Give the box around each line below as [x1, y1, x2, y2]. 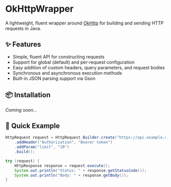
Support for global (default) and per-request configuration [12, 59, 135, 65]
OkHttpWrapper [5, 3, 74, 15]
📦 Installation [5, 91, 51, 99]
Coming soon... [5, 106, 37, 113]
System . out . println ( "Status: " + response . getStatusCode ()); [14, 168, 147, 173]
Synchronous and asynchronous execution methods [12, 70, 122, 76]
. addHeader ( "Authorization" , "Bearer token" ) [14, 140, 113, 145]
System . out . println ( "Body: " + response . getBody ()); [14, 173, 129, 178]
